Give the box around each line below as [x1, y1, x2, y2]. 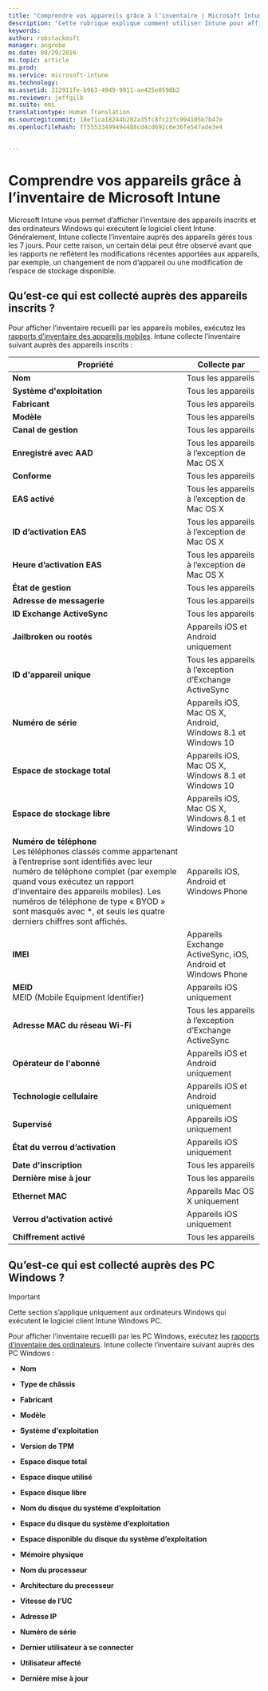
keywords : [8, 26, 41, 34]
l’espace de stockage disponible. [8, 265, 116, 276]
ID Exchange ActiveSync [12, 608, 108, 619]
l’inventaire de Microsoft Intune [8, 189, 221, 206]
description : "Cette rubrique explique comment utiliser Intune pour [8, 19, 245, 27]
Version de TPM [19, 1442, 74, 1451]
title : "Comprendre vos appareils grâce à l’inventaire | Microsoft [8, 11, 241, 20]
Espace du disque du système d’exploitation [19, 1519, 170, 1529]
